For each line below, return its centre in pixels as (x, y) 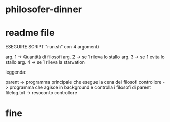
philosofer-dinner (44, 9)
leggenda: (16, 72)
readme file (30, 33)
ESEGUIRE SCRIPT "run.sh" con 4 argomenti (52, 47)
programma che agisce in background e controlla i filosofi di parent (80, 87)
